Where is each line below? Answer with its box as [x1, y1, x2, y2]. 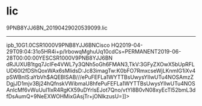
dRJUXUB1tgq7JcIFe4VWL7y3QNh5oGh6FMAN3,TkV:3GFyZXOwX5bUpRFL [6, 60, 195, 67]
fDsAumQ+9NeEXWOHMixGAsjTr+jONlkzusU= [6, 92, 123, 100]
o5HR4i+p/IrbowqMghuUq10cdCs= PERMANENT [37, 48, 158, 55]
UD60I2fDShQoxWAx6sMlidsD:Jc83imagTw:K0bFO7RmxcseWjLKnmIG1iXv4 [6, 67, 196, 74]
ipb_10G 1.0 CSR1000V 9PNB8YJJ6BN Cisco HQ [6, 41, 120, 49]
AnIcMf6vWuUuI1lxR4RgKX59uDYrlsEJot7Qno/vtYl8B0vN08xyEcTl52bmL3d [6, 86, 196, 93]
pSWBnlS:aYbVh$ [6, 73, 50, 81]
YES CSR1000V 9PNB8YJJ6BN [38, 54, 113, 61]
